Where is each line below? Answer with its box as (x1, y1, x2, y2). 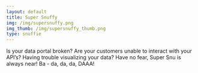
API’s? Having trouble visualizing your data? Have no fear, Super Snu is (6, 54, 181, 61)
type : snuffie (6, 31, 42, 37)
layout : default (6, 8, 47, 15)
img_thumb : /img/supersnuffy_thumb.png (6, 25, 106, 32)
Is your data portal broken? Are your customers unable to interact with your (6, 47, 192, 54)
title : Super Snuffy (6, 14, 58, 20)
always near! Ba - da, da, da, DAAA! (6, 60, 95, 68)
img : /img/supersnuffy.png (6, 20, 74, 26)
